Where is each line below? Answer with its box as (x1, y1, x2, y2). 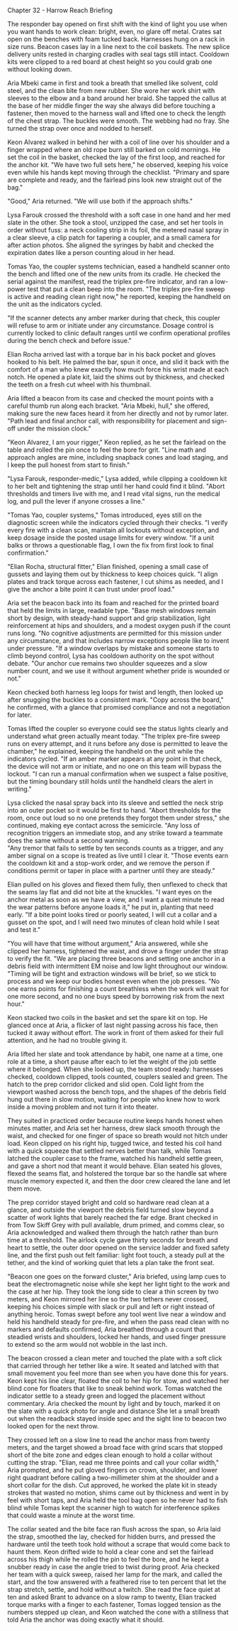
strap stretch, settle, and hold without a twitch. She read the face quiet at (7, 1586, 221, 1593)
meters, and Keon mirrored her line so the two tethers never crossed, (7, 1295, 209, 1303)
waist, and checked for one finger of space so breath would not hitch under (7, 1132, 228, 1139)
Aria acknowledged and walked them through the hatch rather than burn (7, 1228, 218, 1237)
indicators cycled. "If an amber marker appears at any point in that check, (7, 754, 222, 763)
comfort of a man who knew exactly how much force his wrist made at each (7, 365, 229, 374)
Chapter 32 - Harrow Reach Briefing (7, 6, 113, 14)
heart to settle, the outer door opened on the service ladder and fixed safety (7, 1243, 230, 1252)
